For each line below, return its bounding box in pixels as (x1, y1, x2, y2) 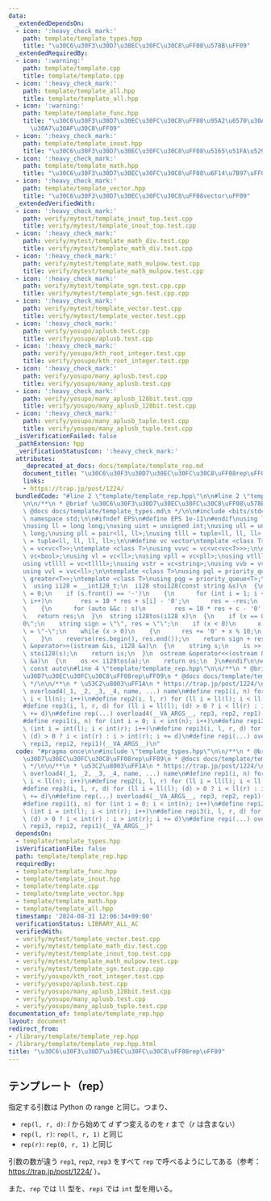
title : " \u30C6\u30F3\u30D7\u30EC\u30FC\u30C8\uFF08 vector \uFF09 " (23, 191, 251, 200)
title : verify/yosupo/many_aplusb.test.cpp (23, 379, 172, 387)
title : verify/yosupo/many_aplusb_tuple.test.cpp (23, 425, 194, 433)
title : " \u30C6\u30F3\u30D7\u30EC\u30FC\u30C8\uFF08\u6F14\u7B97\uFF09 (23, 169, 269, 178)
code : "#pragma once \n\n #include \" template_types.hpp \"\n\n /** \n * (15, 747, 251, 755)
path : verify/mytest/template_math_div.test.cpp (23, 237, 190, 245)
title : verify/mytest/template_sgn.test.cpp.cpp (23, 290, 190, 298)
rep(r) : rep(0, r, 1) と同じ (19, 1140, 113, 1149)
